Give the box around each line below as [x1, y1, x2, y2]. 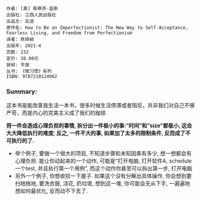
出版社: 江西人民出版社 [6, 12, 57, 18]
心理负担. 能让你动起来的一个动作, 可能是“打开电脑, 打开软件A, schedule [14, 157, 192, 165]
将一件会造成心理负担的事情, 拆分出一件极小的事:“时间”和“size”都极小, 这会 [6, 122, 193, 129]
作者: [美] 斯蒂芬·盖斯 [6, 5, 59, 11]
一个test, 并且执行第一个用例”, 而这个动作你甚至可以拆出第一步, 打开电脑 [14, 165, 193, 172]
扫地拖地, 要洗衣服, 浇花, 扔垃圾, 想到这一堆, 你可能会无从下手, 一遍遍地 [14, 180, 190, 187]
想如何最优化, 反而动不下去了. [14, 187, 88, 195]
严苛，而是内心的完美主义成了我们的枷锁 [6, 109, 106, 117]
